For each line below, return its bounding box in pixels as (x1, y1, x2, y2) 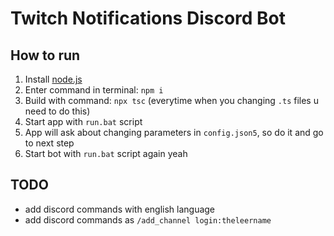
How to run (10, 47, 81, 64)
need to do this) (24, 105, 91, 117)
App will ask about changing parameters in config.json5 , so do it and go (24, 127, 324, 138)
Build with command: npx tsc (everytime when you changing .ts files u (24, 95, 319, 106)
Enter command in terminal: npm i (24, 84, 164, 96)
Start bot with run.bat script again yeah (24, 148, 188, 159)
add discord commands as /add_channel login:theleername (24, 213, 272, 226)
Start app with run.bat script (24, 116, 143, 127)
